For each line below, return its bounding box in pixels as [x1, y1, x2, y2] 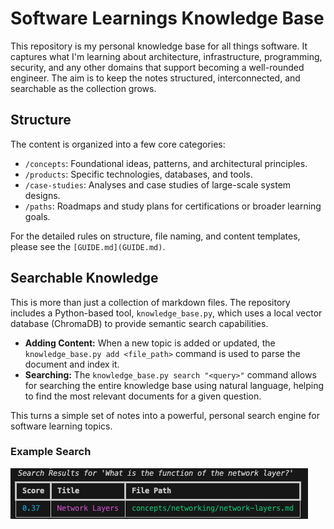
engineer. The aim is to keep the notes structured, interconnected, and [10, 72, 301, 84]
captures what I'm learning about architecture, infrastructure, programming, [10, 50, 323, 62]
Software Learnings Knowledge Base [10, 7, 325, 30]
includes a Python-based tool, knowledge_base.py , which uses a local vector [10, 307, 323, 319]
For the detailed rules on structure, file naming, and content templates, [10, 230, 301, 242]
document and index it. [24, 358, 120, 370]
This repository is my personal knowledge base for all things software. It [10, 40, 308, 52]
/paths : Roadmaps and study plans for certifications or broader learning [24, 200, 322, 212]
